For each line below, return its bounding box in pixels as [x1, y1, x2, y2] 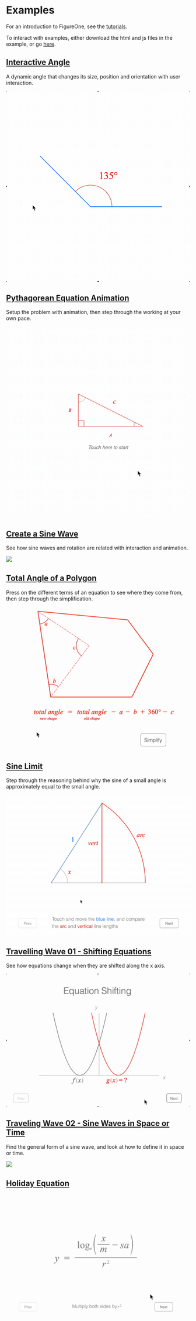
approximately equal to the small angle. [6, 783, 100, 790]
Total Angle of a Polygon [6, 574, 97, 583]
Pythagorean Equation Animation [6, 293, 129, 303]
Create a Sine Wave [6, 528, 79, 539]
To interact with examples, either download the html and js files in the [6, 34, 173, 41]
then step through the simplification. [6, 595, 93, 602]
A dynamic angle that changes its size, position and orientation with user [6, 73, 181, 80]
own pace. [6, 315, 32, 322]
